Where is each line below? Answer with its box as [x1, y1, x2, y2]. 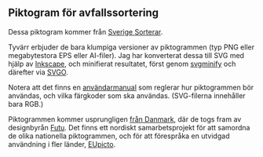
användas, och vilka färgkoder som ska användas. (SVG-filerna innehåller [8, 90, 246, 100]
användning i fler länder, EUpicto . [8, 139, 116, 148]
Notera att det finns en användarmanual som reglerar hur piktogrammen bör [8, 82, 254, 92]
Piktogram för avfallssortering [8, 6, 159, 20]
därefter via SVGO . [8, 67, 68, 77]
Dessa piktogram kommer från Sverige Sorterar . [8, 27, 163, 36]
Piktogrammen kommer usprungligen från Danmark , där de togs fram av [8, 114, 242, 124]
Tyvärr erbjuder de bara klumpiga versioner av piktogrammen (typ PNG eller [8, 42, 255, 52]
